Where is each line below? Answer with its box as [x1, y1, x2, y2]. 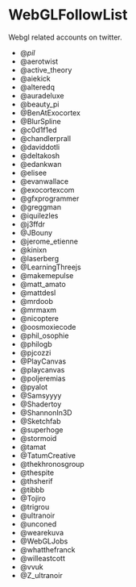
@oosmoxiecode [19, 322, 76, 331]
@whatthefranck [19, 544, 76, 554]
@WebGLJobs [19, 536, 68, 546]
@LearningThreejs [19, 262, 82, 272]
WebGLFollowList [8, 6, 128, 24]
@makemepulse [19, 270, 74, 280]
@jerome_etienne [19, 236, 79, 246]
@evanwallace [19, 176, 69, 186]
